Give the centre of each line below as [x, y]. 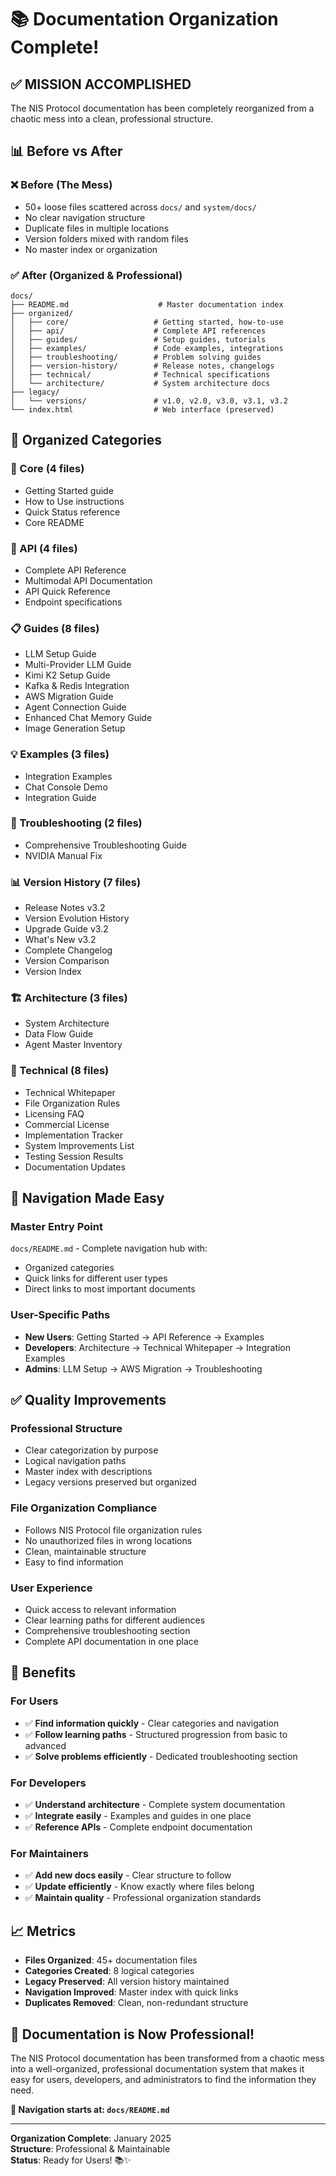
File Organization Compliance [84, 1508]
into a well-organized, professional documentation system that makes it [157, 2068]
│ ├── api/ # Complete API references [138, 331]
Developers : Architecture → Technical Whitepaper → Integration [158, 1347]
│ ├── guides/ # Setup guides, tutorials [138, 339]
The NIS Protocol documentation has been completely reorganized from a [162, 108]
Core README [54, 522]
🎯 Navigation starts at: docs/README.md [90, 2109]
